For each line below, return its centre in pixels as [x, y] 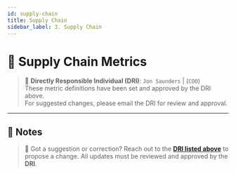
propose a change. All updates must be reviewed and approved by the [126, 156]
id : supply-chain [33, 14]
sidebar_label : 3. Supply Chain [54, 27]
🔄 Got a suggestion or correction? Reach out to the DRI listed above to [126, 149]
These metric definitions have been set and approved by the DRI [118, 88]
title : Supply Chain [38, 20]
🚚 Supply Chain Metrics [77, 61]
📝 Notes [25, 132]
